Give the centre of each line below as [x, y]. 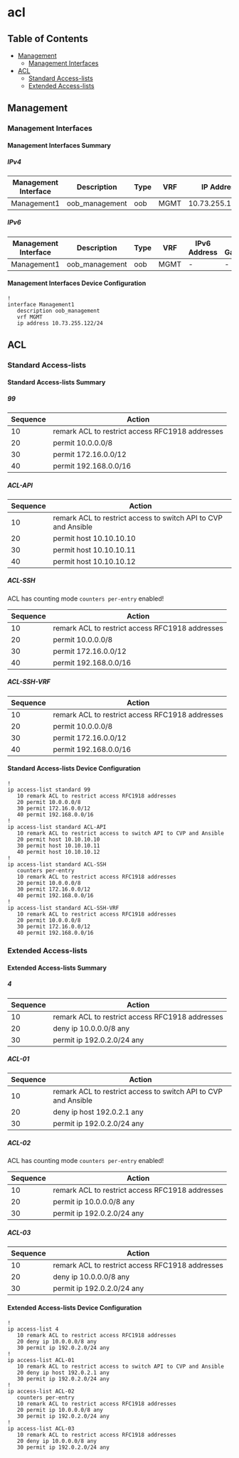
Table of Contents [48, 39]
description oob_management [58, 311]
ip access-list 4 [33, 1329]
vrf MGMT [30, 317]
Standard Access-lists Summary [57, 382]
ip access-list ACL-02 [41, 1391]
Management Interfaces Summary [59, 145]
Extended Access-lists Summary [57, 967]
